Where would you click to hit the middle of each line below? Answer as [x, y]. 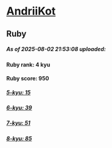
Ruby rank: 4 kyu [28, 65]
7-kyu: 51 [18, 123]
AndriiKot [31, 11]
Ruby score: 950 [28, 79]
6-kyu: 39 [19, 108]
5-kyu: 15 [19, 92]
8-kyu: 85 [19, 138]
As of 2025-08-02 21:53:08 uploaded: [56, 49]
